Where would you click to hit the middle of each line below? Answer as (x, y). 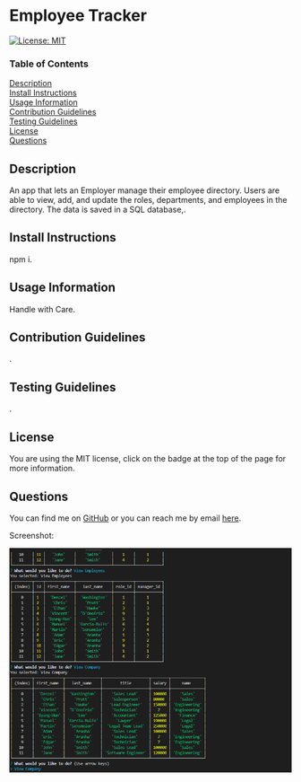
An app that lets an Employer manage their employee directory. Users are (145, 190)
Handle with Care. (43, 309)
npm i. (21, 259)
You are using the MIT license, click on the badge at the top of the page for (148, 459)
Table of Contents (49, 64)
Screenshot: (32, 535)
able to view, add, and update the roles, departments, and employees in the (148, 200)
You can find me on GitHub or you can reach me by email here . (125, 518)
